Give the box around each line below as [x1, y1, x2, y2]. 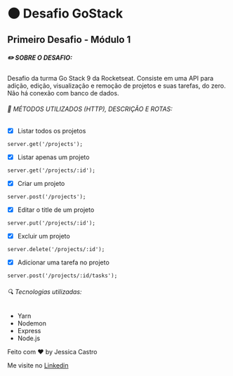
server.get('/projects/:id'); [7, 167, 96, 174]
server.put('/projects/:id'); [7, 220, 96, 227]
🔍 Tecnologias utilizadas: [7, 287, 82, 296]
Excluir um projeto [17, 232, 70, 240]
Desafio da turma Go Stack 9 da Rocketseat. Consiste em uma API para [7, 74, 214, 82]
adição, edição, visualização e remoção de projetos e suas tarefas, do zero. [7, 81, 226, 90]
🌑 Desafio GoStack [7, 6, 124, 22]
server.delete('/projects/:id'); [7, 246, 105, 253]
